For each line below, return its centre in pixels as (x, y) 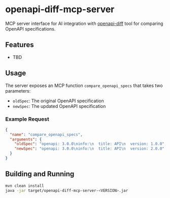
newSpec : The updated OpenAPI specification (59, 106)
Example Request (27, 119)
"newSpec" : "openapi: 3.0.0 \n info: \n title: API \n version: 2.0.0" (90, 149)
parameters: (18, 91)
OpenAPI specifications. (30, 29)
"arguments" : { (26, 139)
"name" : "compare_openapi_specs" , (46, 134)
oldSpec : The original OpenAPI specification (58, 101)
